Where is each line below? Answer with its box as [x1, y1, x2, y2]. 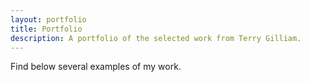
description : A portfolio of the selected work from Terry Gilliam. [10, 33, 302, 43]
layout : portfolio [10, 14, 87, 25]
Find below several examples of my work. [10, 61, 182, 73]
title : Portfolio [10, 24, 83, 34]
